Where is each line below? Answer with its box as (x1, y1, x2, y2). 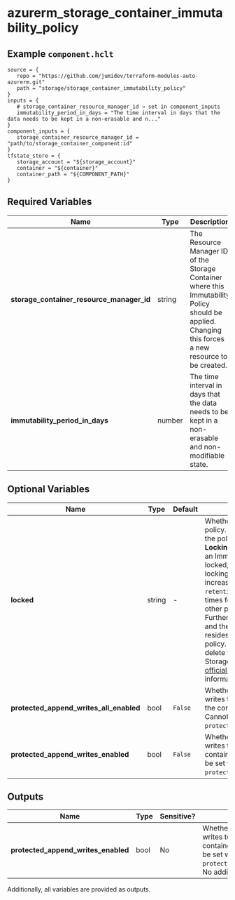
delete (204, 647, 226, 657)
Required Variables (7, 196, 92, 208)
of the (190, 255, 210, 265)
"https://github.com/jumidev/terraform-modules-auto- (38, 72, 199, 79)
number (157, 416, 183, 425)
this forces (190, 333, 225, 343)
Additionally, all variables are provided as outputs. (7, 885, 151, 894)
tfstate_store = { (7, 152, 61, 159)
